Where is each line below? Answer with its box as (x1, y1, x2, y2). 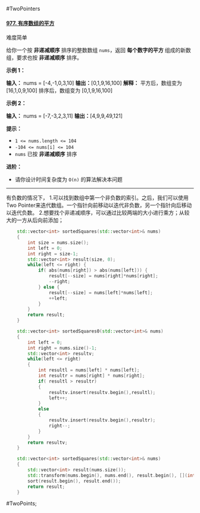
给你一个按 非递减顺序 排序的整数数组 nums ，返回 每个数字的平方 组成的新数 (6, 47, 192, 54)
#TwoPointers (6, 5, 40, 12)
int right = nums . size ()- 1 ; (27, 345, 97, 351)
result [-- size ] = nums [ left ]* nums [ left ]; (48, 289, 153, 295)
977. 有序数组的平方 (6, 19, 55, 26)
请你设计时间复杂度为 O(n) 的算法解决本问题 (14, 176, 123, 183)
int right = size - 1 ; (27, 251, 79, 256)
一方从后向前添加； (16, 216, 64, 224)
